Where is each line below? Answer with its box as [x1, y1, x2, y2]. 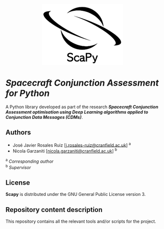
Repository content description [5, 206, 103, 214]
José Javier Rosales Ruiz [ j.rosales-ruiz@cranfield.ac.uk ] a [12, 141, 131, 148]
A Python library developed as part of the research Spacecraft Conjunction [5, 104, 159, 110]
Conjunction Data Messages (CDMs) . [5, 114, 83, 120]
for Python [5, 88, 50, 99]
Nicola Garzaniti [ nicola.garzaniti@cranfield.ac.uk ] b [12, 147, 118, 154]
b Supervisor [5, 163, 31, 170]
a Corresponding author [5, 157, 54, 164]
